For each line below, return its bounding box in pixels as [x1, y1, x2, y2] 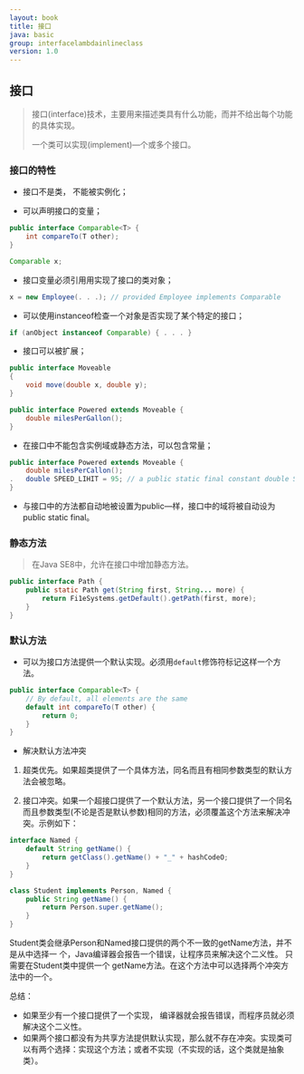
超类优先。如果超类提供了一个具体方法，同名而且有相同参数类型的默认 [22, 765, 285, 776]
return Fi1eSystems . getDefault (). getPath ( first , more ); [42, 595, 257, 604]
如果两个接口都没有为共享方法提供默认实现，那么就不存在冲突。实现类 [22, 1032, 285, 1043]
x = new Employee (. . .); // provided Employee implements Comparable [9, 292, 281, 302]
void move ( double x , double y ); [25, 381, 147, 390]
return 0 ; [42, 711, 79, 721]
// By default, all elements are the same [25, 694, 188, 703]
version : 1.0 [9, 47, 59, 56]
